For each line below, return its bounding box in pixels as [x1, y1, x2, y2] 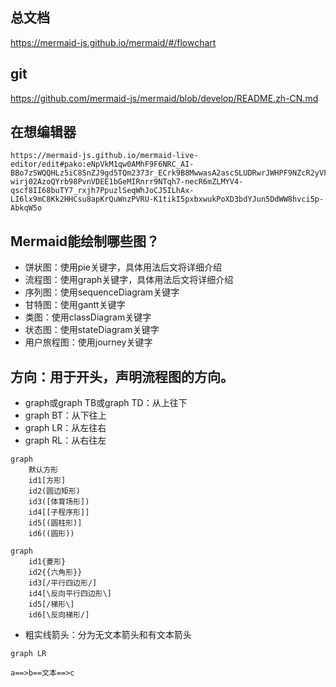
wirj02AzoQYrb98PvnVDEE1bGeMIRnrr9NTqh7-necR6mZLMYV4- [10, 177, 244, 187]
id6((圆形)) [28, 529, 75, 539]
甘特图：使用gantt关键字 [24, 299, 126, 311]
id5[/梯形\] [28, 599, 75, 610]
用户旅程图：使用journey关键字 [24, 336, 153, 348]
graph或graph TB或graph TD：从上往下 [24, 397, 188, 409]
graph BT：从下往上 [24, 409, 107, 422]
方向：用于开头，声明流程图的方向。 [10, 368, 234, 385]
